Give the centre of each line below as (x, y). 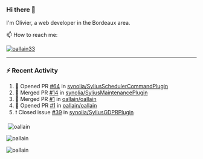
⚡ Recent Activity (32, 71)
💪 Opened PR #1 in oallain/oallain (56, 105)
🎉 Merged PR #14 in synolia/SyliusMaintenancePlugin (81, 92)
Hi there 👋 (21, 10)
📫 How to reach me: (32, 35)
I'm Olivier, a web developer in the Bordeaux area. (68, 23)
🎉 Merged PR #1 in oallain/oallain (56, 99)
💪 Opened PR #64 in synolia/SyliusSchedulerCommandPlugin (92, 86)
